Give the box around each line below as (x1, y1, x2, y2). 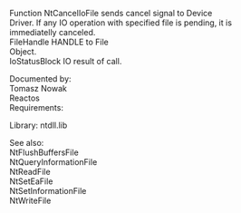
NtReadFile (9, 167, 52, 177)
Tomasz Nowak (9, 83, 68, 93)
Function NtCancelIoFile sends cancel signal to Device (9, 8, 213, 18)
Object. (9, 46, 37, 57)
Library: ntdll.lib (9, 120, 68, 131)
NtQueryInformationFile (9, 157, 98, 167)
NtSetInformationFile (9, 186, 87, 196)
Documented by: (9, 73, 72, 84)
